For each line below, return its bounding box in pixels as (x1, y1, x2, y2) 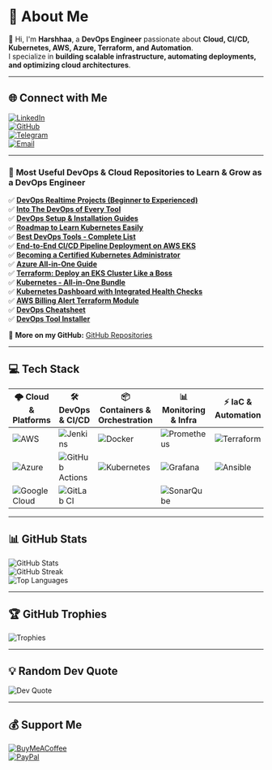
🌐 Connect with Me (8, 91, 108, 105)
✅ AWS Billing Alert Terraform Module (8, 296, 139, 305)
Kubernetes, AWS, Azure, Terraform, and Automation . (8, 42, 194, 52)
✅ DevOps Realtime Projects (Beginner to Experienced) (8, 195, 198, 205)
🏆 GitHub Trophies (8, 608, 108, 621)
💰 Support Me (8, 718, 83, 732)
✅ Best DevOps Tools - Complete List (8, 231, 136, 242)
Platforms (12, 414, 51, 426)
